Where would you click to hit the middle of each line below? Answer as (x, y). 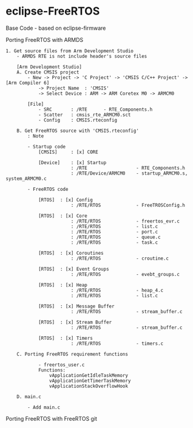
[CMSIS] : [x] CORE (68, 152)
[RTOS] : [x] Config (66, 200)
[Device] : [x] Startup (72, 162)
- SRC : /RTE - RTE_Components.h (95, 109)
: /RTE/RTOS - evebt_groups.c (125, 274)
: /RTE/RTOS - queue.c (116, 237)
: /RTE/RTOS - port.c (114, 232)
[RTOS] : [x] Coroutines (71, 253)
